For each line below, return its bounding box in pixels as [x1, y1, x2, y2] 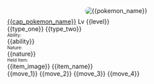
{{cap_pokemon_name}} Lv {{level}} [7, 17, 110, 25]
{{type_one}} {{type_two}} [7, 25, 82, 33]
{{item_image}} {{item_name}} [7, 62, 93, 70]
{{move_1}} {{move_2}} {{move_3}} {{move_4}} [7, 70, 140, 78]
